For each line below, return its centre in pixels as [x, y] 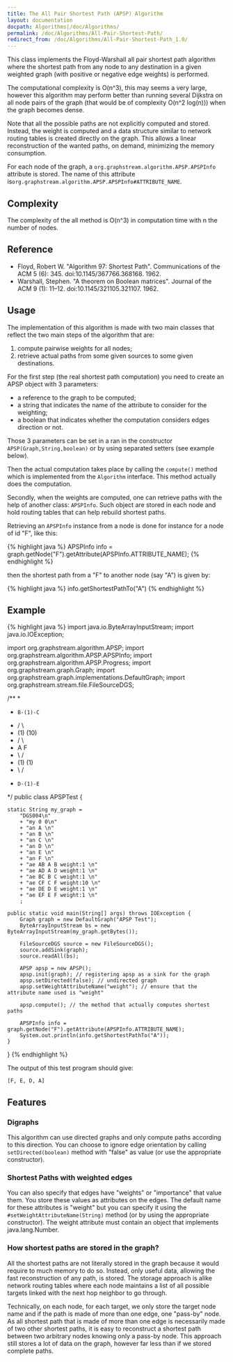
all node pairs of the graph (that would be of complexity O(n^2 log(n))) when [116, 103]
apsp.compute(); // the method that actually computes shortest [115, 1005]
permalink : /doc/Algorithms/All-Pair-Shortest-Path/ [85, 33]
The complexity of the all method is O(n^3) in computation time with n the [112, 220]
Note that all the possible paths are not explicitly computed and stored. [109, 123]
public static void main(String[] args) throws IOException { [99, 914]
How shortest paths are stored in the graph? [83, 1248]
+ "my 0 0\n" [39, 822]
